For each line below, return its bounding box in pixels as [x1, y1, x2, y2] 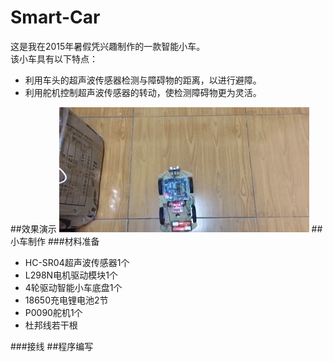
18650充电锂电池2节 [24, 294, 109, 306]
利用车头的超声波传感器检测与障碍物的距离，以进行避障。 [24, 74, 262, 86]
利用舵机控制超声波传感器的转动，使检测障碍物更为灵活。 [24, 86, 262, 98]
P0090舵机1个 [24, 306, 83, 318]
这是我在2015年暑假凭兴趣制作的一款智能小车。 [10, 40, 206, 52]
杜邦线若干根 [24, 319, 78, 331]
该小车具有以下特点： [10, 52, 98, 65]
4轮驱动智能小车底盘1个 [24, 281, 123, 293]
